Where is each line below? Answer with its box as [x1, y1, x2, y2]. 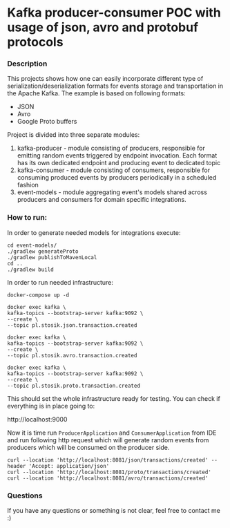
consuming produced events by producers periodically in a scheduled [17, 173, 217, 182]
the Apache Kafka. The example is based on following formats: [7, 89, 186, 97]
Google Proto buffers [17, 117, 77, 126]
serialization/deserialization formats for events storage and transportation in [7, 82, 224, 91]
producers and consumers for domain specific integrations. [17, 196, 186, 204]
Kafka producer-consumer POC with [7, 5, 221, 21]
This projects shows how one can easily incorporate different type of [7, 75, 204, 83]
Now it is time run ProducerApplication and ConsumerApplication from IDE [7, 428, 217, 437]
